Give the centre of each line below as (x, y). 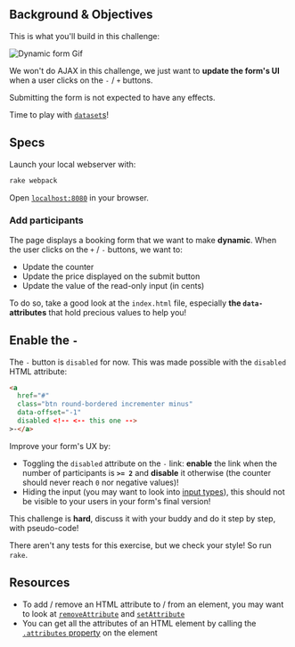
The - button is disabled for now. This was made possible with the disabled (148, 362)
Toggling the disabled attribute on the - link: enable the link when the (150, 463)
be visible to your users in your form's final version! (116, 501)
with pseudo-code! (44, 528)
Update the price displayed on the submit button (111, 276)
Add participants (46, 220)
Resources (40, 583)
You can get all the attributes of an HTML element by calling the (139, 623)
